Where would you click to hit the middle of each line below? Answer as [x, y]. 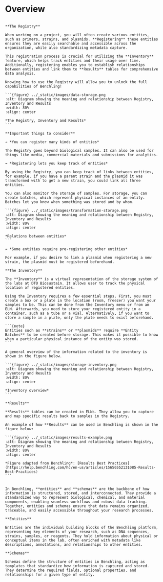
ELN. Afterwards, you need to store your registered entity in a [73, 309]
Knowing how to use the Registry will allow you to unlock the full [76, 82]
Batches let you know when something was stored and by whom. [70, 202]
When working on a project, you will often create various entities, [77, 35]
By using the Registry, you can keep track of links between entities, [79, 172]
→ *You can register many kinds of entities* [52, 142]
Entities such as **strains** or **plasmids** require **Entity [72, 330]
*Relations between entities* [36, 236]
